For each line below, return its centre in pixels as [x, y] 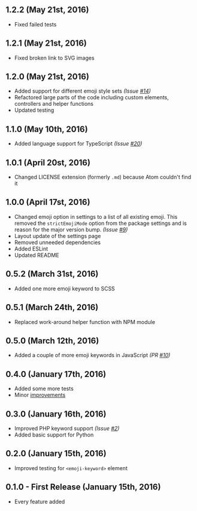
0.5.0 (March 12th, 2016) [52, 341]
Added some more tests [44, 389]
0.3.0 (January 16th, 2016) [56, 414]
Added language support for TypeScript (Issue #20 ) [78, 144]
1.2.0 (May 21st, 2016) [47, 77]
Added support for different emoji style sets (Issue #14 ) [82, 91]
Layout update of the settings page [57, 236]
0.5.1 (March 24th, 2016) [52, 308]
